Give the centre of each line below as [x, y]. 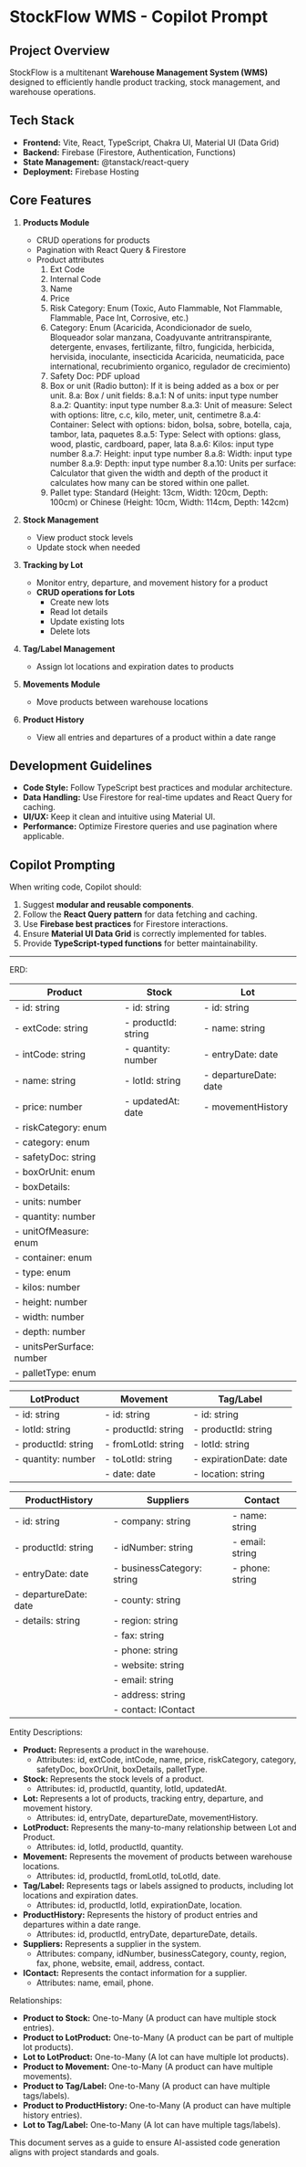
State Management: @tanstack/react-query [106, 162]
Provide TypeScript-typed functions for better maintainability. [140, 943]
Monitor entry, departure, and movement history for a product [152, 583]
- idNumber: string [153, 1548]
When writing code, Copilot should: [76, 887]
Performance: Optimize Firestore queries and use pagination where [150, 826]
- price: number [48, 1107]
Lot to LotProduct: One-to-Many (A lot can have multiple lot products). [156, 2057]
